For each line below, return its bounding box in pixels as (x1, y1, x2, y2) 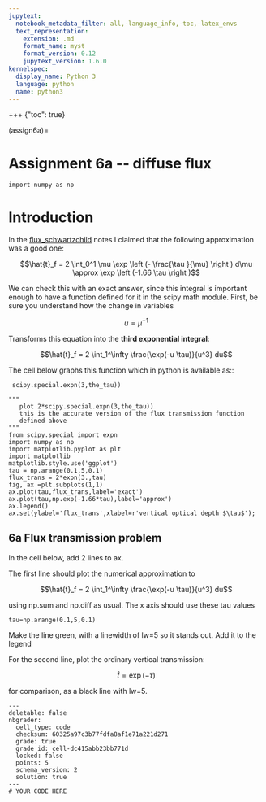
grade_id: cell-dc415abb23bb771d (15, 744, 129, 752)
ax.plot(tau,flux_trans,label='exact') (8, 487, 144, 496)
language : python (15, 80, 75, 88)
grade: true (15, 737, 57, 745)
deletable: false (8, 708, 67, 717)
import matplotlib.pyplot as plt (8, 445, 122, 453)
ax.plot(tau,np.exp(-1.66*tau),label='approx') (8, 495, 173, 503)
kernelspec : (8, 65, 49, 73)
